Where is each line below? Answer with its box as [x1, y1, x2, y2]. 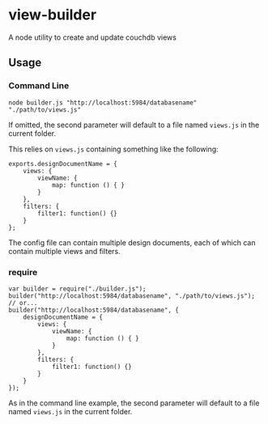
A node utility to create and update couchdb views [8, 32, 177, 42]
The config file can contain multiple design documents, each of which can [8, 237, 256, 248]
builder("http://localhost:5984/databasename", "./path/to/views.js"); [8, 291, 255, 300]
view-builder [8, 6, 97, 24]
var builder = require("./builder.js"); [8, 285, 147, 293]
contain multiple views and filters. [8, 246, 121, 256]
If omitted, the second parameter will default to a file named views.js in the [8, 120, 260, 129]
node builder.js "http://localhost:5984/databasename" [8, 99, 198, 107]
